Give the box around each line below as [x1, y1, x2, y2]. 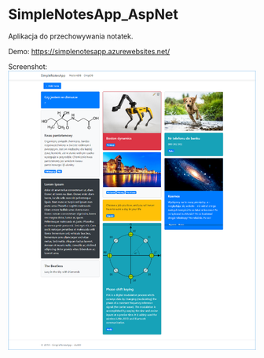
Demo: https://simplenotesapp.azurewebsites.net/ [8, 46, 170, 56]
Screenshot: [8, 61, 48, 71]
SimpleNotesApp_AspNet [8, 5, 178, 24]
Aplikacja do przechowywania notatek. [8, 31, 134, 41]
